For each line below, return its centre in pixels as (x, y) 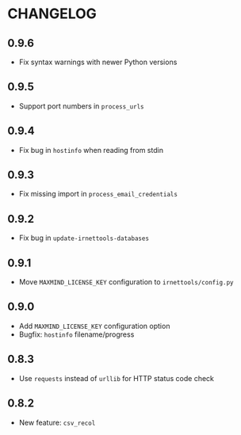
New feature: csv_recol (57, 422)
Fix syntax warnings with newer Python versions (98, 62)
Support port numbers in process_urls (81, 106)
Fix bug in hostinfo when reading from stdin (91, 150)
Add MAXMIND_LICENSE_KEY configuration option (94, 326)
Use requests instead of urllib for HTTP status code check (117, 378)
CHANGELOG (52, 14)
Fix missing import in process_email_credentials (98, 194)
